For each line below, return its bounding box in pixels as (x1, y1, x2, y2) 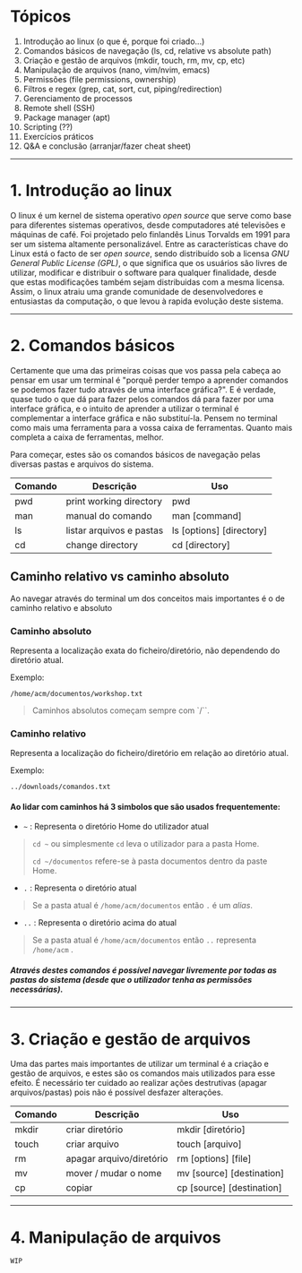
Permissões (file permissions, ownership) (22, 73, 177, 84)
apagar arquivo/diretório (65, 1153, 168, 1165)
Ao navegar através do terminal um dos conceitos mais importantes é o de (10, 593, 285, 604)
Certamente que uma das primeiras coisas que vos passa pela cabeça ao (10, 365, 281, 375)
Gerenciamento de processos (22, 92, 133, 104)
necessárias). (10, 984, 64, 995)
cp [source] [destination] (177, 1182, 282, 1194)
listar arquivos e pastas (65, 524, 164, 537)
